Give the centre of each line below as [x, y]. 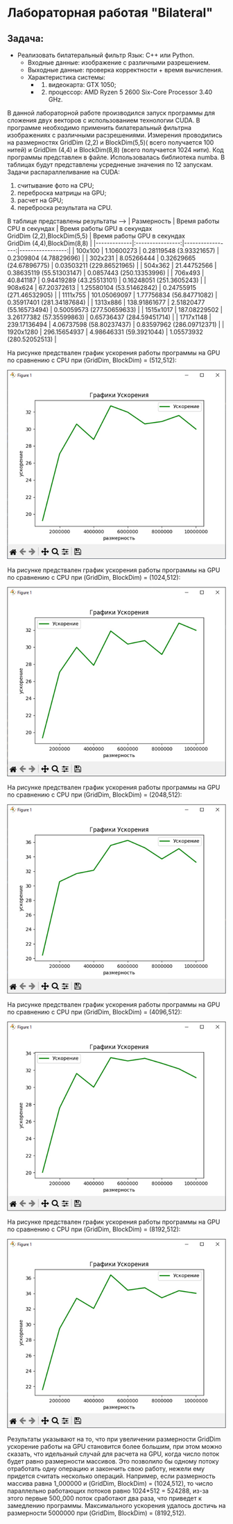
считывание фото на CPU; [55, 185]
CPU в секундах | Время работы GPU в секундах [80, 228]
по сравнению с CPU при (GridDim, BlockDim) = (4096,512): [95, 1012]
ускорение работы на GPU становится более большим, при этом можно [115, 1446]
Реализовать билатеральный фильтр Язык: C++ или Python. [106, 55]
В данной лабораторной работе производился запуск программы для [111, 113]
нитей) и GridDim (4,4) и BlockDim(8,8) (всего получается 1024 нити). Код [115, 150]
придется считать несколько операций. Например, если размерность [111, 1476]
